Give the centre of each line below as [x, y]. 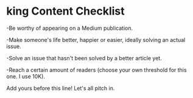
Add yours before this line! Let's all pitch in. [61, 88]
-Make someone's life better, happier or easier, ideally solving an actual [96, 40]
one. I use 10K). [26, 76]
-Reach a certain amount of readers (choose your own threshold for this [96, 70]
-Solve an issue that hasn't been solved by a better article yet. [84, 58]
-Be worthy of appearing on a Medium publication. [70, 28]
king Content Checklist [65, 11]
